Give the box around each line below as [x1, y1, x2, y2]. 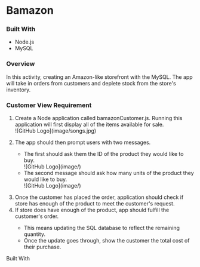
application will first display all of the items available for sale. [14, 121, 164, 128]
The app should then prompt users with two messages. [14, 139, 151, 146]
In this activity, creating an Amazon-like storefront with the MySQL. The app [6, 73, 193, 81]
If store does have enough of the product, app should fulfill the [14, 207, 170, 214]
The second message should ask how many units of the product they [23, 170, 194, 177]
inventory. [6, 86, 31, 93]
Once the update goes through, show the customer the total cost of [23, 237, 190, 244]
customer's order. [14, 213, 59, 220]
